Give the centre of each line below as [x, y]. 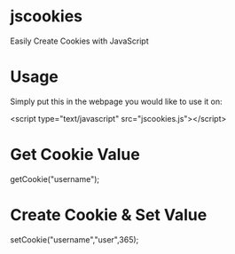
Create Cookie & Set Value [109, 215]
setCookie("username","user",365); [74, 239]
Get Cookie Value [75, 155]
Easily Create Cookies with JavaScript [79, 41]
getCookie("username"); [55, 179]
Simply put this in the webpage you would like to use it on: [116, 101]
